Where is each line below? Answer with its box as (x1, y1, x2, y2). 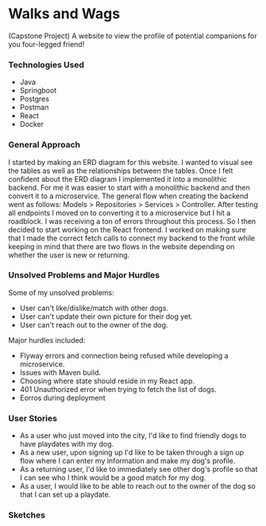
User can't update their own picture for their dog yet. (19, 311, 193, 321)
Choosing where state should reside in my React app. (19, 376, 195, 386)
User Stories (8, 413, 58, 424)
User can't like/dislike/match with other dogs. (19, 303, 169, 313)
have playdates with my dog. (19, 440, 114, 449)
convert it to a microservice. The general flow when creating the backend (8, 191, 249, 201)
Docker (19, 120, 44, 129)
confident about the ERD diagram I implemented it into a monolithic (8, 174, 228, 183)
